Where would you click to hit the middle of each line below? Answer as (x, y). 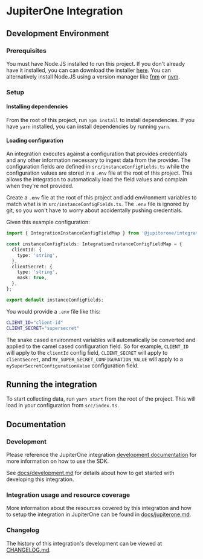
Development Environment (58, 34)
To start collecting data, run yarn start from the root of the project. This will (101, 399)
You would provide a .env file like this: (53, 311)
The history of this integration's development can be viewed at (84, 543)
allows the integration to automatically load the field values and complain (97, 179)
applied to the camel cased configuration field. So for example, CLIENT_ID (98, 346)
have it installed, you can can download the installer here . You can (89, 70)
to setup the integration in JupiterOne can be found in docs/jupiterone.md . (99, 514)
